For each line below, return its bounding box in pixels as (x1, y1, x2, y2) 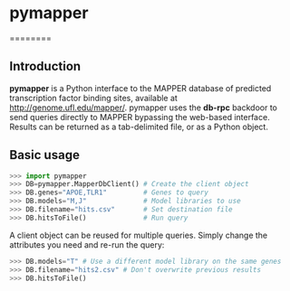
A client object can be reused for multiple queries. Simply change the (9, 230, 268, 240)
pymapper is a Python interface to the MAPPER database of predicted (9, 82, 272, 93)
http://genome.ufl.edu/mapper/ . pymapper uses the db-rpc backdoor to (9, 102, 278, 113)
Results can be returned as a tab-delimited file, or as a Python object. (9, 121, 269, 132)
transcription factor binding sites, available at (9, 92, 179, 103)
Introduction (9, 59, 82, 74)
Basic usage (9, 147, 80, 163)
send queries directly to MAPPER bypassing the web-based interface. (9, 111, 270, 122)
